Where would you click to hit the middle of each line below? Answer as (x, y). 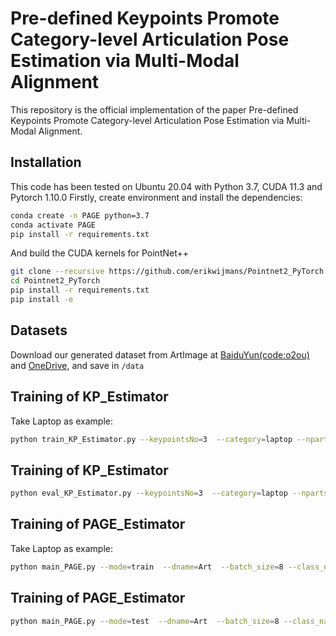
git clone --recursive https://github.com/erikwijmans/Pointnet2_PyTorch (167, 272)
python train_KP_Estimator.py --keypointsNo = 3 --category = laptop (151, 439)
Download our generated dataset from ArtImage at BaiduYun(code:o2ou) (160, 354)
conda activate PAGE (53, 225)
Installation (46, 162)
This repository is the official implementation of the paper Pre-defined (154, 109)
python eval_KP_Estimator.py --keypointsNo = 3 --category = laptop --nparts (169, 493)
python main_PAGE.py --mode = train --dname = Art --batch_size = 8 (147, 567)
